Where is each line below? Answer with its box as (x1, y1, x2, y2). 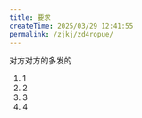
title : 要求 (9, 13, 51, 22)
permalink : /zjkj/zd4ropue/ (9, 29, 114, 38)
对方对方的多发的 (9, 55, 72, 66)
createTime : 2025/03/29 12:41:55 (9, 21, 134, 30)
